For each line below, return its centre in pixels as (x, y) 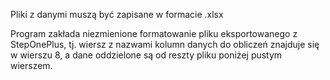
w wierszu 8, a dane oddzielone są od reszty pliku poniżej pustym (146, 55)
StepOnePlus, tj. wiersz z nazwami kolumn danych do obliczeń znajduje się (165, 44)
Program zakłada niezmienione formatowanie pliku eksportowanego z (154, 33)
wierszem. (31, 65)
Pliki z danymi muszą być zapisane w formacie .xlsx (117, 14)
